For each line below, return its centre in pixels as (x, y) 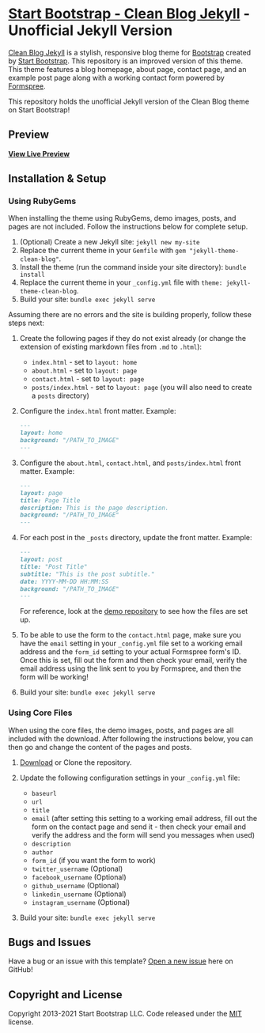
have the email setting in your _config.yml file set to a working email (131, 643)
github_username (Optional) (76, 885)
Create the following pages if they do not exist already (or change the (133, 339)
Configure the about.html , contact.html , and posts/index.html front (130, 463)
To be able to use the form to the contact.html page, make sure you (130, 635)
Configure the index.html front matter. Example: (98, 411)
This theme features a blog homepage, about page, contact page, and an (127, 69)
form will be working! (54, 677)
